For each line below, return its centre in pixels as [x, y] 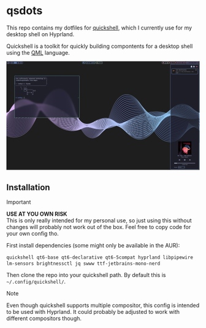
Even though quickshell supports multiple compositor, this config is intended [103, 305]
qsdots [25, 11]
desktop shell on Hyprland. [40, 34]
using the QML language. [38, 52]
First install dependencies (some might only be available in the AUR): [93, 246]
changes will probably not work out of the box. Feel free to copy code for [99, 227]
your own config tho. [33, 233]
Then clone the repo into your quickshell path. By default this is [86, 275]
